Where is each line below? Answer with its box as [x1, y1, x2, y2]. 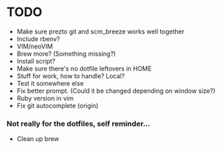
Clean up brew [16, 135, 60, 143]
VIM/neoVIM [16, 42, 53, 50]
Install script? [16, 57, 55, 65]
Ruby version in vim [16, 93, 74, 102]
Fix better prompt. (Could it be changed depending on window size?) [16, 87, 216, 95]
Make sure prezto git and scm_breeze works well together [16, 27, 185, 36]
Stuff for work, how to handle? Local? [16, 71, 125, 80]
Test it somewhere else [16, 79, 84, 87]
